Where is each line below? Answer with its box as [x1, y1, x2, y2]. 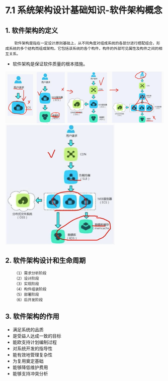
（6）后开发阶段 [14, 298, 43, 303]
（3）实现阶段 [14, 281, 39, 287]
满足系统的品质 [12, 326, 44, 332]
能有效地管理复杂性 [12, 351, 53, 357]
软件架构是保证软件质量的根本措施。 [12, 61, 88, 67]
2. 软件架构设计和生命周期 [5, 256, 86, 264]
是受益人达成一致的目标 [12, 333, 61, 339]
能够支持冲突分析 [12, 370, 48, 376]
